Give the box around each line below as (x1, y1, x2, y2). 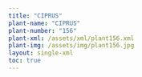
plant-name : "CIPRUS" (8, 19, 81, 27)
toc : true (8, 57, 42, 65)
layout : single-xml (8, 49, 74, 57)
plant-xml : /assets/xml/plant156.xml (8, 34, 135, 43)
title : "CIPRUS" (8, 11, 63, 20)
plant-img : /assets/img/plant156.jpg (8, 42, 135, 50)
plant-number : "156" (8, 26, 78, 34)
